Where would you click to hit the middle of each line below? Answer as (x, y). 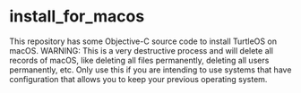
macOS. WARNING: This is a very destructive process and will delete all (141, 50)
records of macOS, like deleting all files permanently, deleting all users (139, 60)
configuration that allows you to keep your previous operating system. (138, 79)
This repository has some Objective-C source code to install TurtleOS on (143, 41)
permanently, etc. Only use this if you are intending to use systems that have (150, 70)
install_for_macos (77, 17)
